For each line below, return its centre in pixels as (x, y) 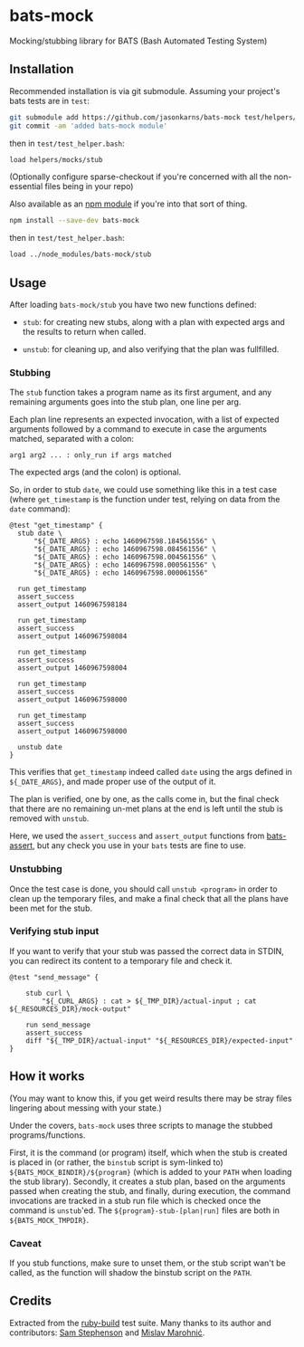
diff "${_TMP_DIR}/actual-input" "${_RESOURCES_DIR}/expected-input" (160, 1041)
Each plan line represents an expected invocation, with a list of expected (144, 420)
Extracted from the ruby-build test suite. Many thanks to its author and (140, 1323)
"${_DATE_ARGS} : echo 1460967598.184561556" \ (125, 541)
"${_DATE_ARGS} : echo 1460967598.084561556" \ (125, 549)
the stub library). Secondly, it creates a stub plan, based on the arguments (147, 1181)
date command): (40, 509)
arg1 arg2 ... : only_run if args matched (90, 455)
